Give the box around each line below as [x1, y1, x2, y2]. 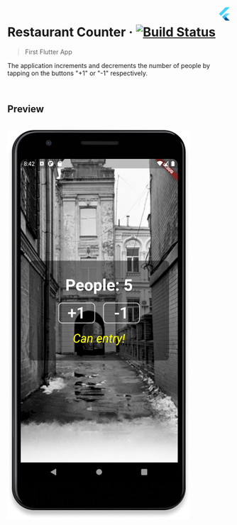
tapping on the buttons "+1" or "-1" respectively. [7, 69, 148, 77]
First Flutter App [24, 48, 72, 56]
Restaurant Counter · [7, 24, 133, 40]
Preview [7, 103, 45, 116]
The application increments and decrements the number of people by [7, 61, 211, 70]
